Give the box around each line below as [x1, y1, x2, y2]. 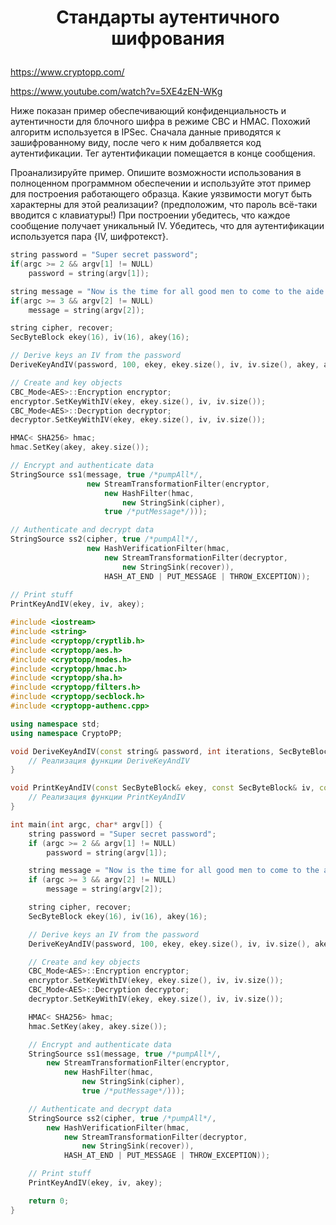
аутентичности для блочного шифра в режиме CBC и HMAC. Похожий [10, 116, 311, 128]
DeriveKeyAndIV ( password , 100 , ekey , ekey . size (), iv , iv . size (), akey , [10, 360, 320, 370]
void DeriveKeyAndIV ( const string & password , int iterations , [10, 746, 275, 756]
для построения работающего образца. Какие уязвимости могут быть [10, 188, 313, 200]
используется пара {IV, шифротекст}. [10, 231, 169, 243]
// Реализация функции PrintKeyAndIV [28, 792, 186, 803]
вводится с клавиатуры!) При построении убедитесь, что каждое [10, 209, 291, 221]
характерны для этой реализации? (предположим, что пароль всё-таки [10, 199, 318, 211]
